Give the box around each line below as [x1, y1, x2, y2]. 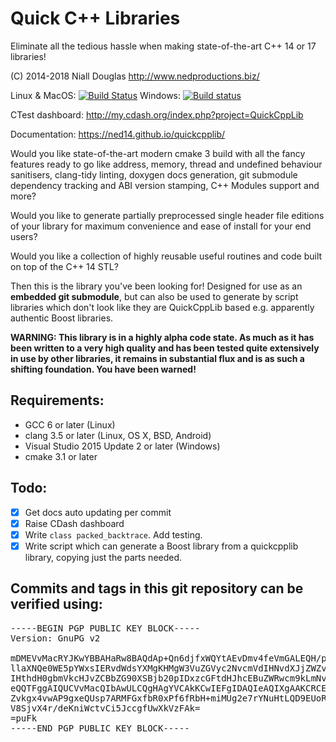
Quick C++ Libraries [10, 7, 181, 30]
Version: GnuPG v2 [10, 632, 101, 644]
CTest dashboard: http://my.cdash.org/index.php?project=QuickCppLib [10, 108, 304, 121]
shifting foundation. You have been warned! [10, 363, 197, 375]
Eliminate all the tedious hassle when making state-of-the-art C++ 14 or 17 [10, 40, 317, 52]
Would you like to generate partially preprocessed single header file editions [10, 209, 325, 221]
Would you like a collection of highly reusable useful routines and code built [10, 250, 323, 262]
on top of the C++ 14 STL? [10, 260, 119, 272]
